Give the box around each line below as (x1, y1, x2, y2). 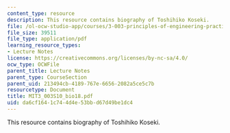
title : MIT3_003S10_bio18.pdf (7, 93, 94, 100)
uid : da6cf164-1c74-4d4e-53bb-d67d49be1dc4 (7, 99, 133, 106)
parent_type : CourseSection (7, 73, 88, 81)
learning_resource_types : (7, 42, 81, 49)
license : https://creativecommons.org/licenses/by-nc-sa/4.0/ (7, 55, 188, 62)
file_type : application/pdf (7, 36, 88, 43)
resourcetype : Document (7, 86, 75, 93)
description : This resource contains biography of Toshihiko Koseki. (7, 16, 210, 23)
